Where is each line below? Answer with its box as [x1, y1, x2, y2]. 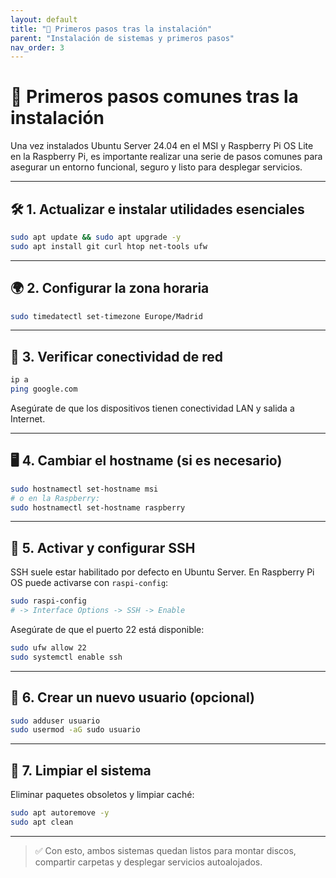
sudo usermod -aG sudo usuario [10, 725, 141, 735]
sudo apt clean [10, 817, 74, 827]
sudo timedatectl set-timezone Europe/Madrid [10, 311, 203, 321]
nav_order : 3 [10, 42, 65, 53]
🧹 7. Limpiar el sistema [10, 762, 152, 779]
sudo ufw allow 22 [10, 643, 87, 653]
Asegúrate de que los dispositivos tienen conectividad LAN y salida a [10, 402, 295, 414]
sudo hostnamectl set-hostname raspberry [10, 502, 186, 513]
